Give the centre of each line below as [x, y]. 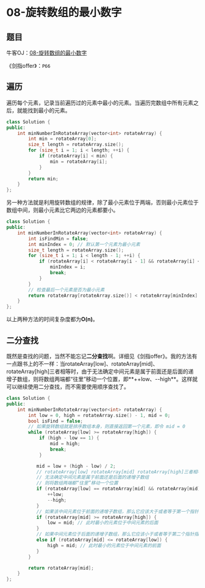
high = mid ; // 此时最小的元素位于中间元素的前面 [104, 545]
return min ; [44, 179]
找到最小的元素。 [49, 110]
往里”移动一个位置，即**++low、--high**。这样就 [135, 379]
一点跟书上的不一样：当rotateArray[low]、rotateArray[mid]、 [82, 364]
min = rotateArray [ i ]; [79, 162]
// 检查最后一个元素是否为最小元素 [67, 290]
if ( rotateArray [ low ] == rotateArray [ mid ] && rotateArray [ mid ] [118, 489]
